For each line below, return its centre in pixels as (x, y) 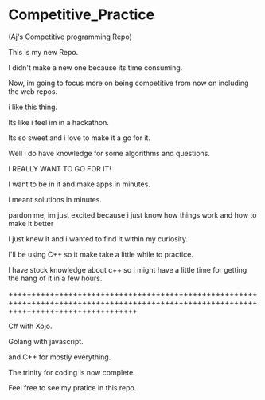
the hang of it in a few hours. (55, 278)
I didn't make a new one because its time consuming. (95, 67)
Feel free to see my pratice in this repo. (72, 387)
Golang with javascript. (46, 341)
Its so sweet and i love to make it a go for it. (80, 138)
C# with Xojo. (31, 326)
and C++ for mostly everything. (60, 357)
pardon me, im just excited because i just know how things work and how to (132, 215)
